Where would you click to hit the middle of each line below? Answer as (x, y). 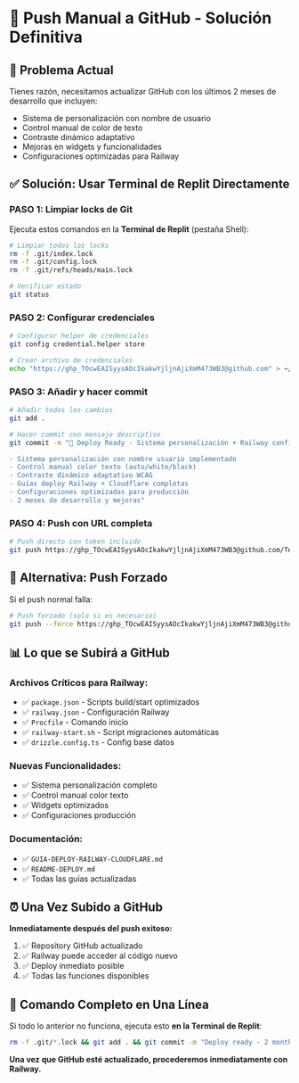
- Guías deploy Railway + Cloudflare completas (99, 484)
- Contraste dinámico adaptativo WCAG (81, 475)
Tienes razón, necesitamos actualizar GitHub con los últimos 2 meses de (143, 91)
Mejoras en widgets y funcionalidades (92, 147)
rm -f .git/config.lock (53, 262)
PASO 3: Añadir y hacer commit (79, 392)
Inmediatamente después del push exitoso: (91, 929)
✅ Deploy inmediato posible (73, 966)
